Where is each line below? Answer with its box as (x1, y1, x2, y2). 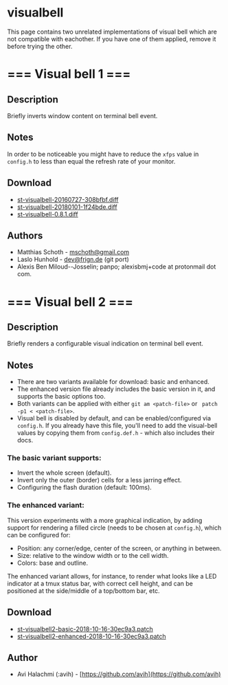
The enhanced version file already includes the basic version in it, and (16, 385, 216, 393)
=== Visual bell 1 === (7, 67, 131, 82)
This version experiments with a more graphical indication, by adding (7, 516, 203, 524)
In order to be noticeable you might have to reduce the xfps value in (7, 150, 199, 158)
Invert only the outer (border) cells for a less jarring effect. (16, 476, 182, 484)
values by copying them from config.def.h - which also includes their (16, 429, 215, 437)
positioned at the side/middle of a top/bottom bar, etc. (7, 586, 160, 595)
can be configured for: (7, 530, 71, 539)
